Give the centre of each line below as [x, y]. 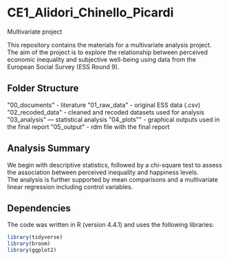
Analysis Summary [49, 149]
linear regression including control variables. [70, 187]
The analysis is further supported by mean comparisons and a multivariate [113, 179]
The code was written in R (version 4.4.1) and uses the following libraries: [111, 225]
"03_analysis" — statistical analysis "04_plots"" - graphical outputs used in [113, 119]
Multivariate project [35, 32]
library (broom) [29, 244]
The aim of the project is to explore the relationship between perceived [108, 52]
